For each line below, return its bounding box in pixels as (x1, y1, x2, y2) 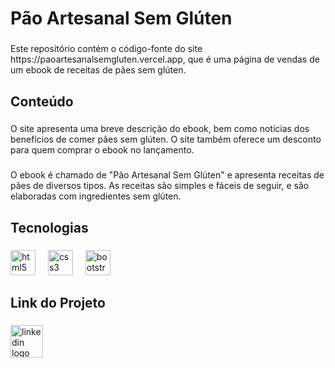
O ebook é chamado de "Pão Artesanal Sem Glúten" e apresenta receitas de (10, 169, 325, 181)
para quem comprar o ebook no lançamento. (10, 144, 195, 156)
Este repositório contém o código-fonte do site (10, 43, 203, 55)
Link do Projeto (10, 295, 106, 312)
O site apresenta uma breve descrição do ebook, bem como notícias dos (10, 123, 310, 135)
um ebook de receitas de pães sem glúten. (10, 64, 187, 76)
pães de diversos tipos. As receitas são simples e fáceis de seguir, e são (10, 180, 310, 192)
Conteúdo (10, 93, 74, 110)
